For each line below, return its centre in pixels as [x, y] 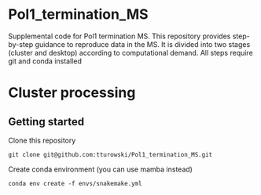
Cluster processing [72, 93]
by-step [21, 44]
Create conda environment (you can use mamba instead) [100, 169]
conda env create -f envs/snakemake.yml [75, 183]
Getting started [46, 122]
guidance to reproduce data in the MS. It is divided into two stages [143, 44]
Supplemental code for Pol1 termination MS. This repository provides [119, 36]
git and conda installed [45, 61]
